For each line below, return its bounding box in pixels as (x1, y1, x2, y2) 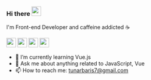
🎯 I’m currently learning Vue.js (15, 53, 91, 61)
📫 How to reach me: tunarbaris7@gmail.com (15, 67, 129, 74)
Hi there (6, 9, 30, 18)
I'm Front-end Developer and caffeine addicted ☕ (6, 24, 130, 31)
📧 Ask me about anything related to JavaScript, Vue (15, 60, 145, 67)
